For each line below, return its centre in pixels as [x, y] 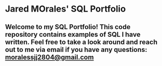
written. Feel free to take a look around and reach [81, 42]
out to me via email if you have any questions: [76, 49]
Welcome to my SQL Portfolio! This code [68, 27]
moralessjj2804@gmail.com [49, 57]
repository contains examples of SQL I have [73, 34]
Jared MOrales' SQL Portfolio [66, 9]
